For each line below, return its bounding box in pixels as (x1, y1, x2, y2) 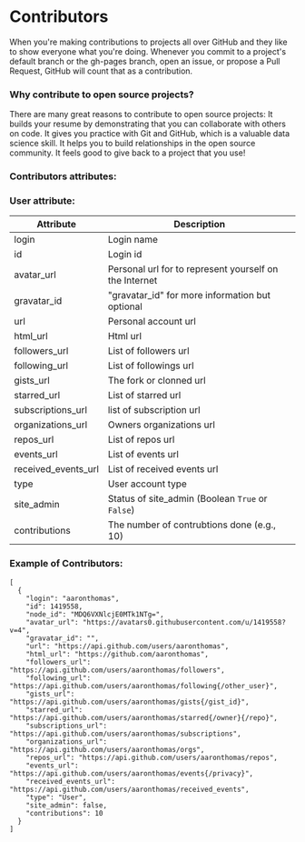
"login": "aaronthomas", (25, 594, 120, 603)
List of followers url (107, 345, 190, 357)
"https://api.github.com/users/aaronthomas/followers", (9, 666, 225, 675)
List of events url (107, 448, 180, 461)
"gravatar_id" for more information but (107, 289, 271, 302)
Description (173, 218, 225, 231)
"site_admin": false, (25, 800, 107, 810)
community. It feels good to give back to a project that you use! (9, 147, 246, 158)
